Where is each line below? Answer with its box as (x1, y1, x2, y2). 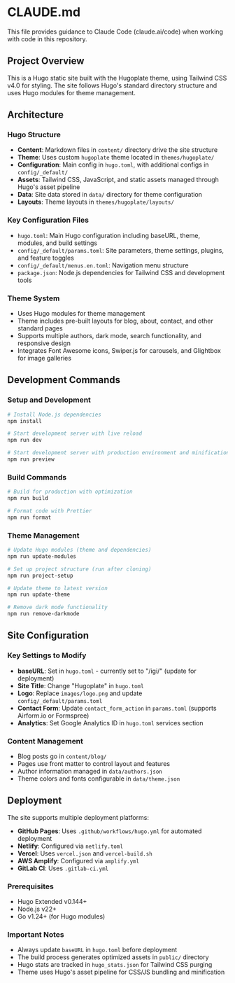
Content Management (7, 736, 84, 746)
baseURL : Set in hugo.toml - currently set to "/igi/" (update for (17, 667, 197, 675)
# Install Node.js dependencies (7, 411, 101, 418)
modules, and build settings (17, 239, 98, 247)
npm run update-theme (7, 591, 71, 599)
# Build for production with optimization (7, 488, 133, 496)
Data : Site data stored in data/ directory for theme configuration (17, 190, 203, 199)
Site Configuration (7, 629, 90, 641)
